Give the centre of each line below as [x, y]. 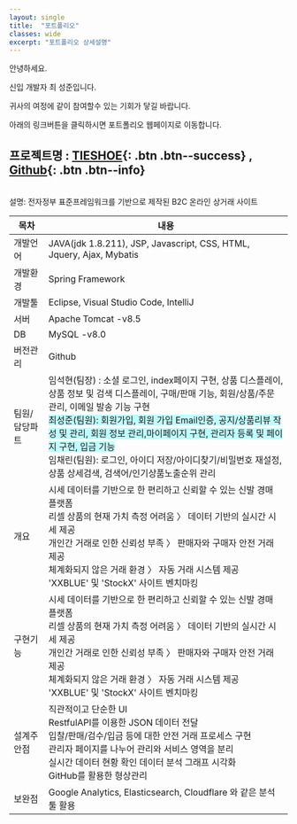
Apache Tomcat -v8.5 [95, 319]
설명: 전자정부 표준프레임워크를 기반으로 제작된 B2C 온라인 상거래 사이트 [133, 202]
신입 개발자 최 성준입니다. [53, 87]
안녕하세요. [28, 68]
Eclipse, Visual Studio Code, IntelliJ [121, 302]
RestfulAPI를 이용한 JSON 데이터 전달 [123, 723]
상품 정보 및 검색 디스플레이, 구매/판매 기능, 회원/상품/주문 [162, 393]
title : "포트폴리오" [44, 26]
